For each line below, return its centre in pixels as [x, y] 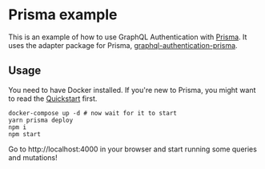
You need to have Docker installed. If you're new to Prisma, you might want [132, 90]
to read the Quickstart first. [53, 99]
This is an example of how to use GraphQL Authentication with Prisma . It [128, 37]
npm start [25, 134]
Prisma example [63, 15]
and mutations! [33, 157]
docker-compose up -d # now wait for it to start [93, 113]
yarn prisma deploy [41, 120]
